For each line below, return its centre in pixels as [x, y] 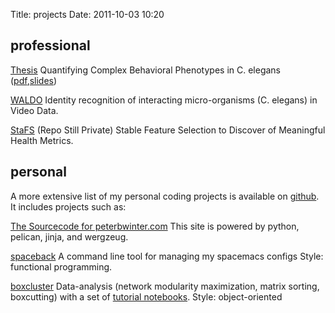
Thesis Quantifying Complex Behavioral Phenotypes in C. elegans [146, 70]
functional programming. [61, 266]
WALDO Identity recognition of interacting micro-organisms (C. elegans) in [164, 100]
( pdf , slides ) [34, 80]
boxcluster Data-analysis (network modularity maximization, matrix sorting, [165, 286]
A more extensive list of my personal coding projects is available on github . [165, 196]
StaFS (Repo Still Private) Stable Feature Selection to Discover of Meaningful [168, 130]
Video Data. [34, 110]
